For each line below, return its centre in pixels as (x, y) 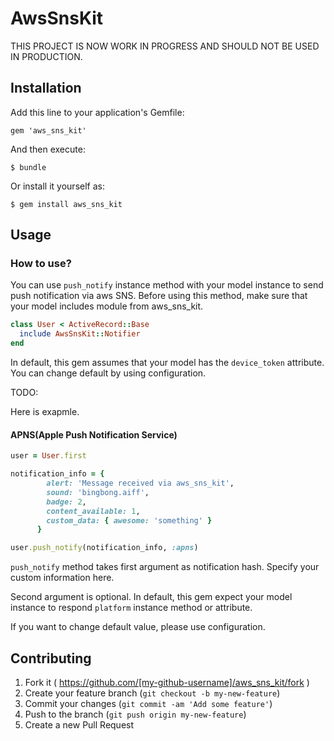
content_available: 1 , (93, 511)
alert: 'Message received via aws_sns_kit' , (140, 483)
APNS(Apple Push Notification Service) (94, 434)
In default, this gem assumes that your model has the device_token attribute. (167, 363)
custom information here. (62, 578)
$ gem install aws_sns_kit (66, 204)
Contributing (51, 658)
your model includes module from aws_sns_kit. (107, 306)
